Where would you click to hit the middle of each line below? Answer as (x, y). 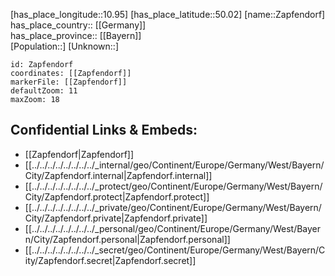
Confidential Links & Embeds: (104, 130)
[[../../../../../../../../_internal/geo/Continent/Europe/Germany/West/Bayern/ (174, 165)
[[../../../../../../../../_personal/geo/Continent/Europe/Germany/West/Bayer (173, 228)
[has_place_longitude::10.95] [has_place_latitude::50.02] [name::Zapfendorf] (168, 14)
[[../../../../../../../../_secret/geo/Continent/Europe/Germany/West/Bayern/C (175, 250)
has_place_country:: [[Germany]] (78, 25)
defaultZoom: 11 (44, 91)
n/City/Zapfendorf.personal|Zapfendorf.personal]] (127, 239)
